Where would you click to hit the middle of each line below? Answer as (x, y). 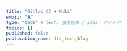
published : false (27, 33)
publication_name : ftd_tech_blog (47, 39)
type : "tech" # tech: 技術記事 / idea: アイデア (63, 22)
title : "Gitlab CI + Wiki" (39, 11)
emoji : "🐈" (20, 17)
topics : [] (19, 28)
